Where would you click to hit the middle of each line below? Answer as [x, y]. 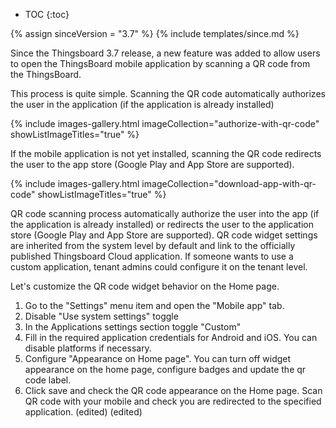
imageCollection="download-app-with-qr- [229, 183]
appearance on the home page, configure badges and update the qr [165, 369]
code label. [48, 380]
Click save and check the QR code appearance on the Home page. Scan [173, 390]
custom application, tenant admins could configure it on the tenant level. [159, 267]
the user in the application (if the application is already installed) [142, 104]
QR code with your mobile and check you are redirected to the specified [173, 401]
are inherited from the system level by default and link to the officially [153, 245]
